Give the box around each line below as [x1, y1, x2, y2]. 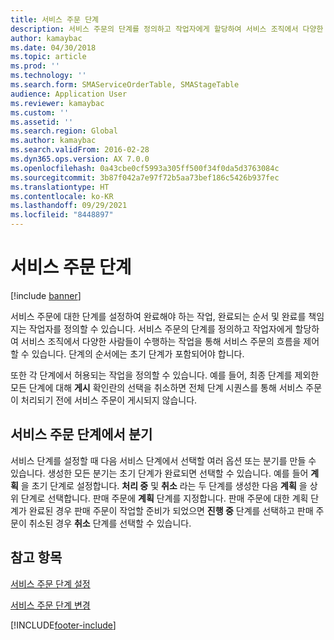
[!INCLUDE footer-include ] [10, 619, 117, 631]
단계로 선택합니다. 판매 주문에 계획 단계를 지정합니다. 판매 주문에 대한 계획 [20, 492, 309, 504]
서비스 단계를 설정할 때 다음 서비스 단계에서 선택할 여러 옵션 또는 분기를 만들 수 [10, 454, 317, 466]
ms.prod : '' [10, 61, 60, 71]
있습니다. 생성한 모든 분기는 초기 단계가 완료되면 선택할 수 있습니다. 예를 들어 [10, 467, 309, 479]
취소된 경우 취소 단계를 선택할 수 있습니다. [28, 517, 192, 529]
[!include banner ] [10, 289, 82, 301]
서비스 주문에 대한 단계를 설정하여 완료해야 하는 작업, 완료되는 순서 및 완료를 [10, 310, 307, 322]
